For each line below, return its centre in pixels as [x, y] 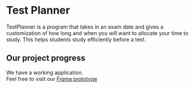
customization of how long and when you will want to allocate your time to [97, 33]
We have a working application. [45, 73]
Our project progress [46, 58]
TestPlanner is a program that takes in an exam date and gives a [85, 27]
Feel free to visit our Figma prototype [52, 78]
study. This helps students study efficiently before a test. [76, 39]
